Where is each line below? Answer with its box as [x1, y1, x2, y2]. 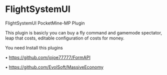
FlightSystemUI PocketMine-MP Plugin [5, 20, 85, 26]
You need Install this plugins [5, 44, 63, 50]
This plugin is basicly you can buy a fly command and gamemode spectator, [5, 29, 162, 35]
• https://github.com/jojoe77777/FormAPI [5, 54, 91, 60]
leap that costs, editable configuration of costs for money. [5, 35, 124, 41]
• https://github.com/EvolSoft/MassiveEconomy [5, 64, 104, 70]
